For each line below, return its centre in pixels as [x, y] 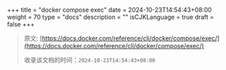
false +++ [21, 24]
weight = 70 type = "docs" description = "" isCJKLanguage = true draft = [111, 17]
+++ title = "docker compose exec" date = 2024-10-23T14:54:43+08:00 [110, 10]
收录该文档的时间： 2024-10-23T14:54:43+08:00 [90, 60]
